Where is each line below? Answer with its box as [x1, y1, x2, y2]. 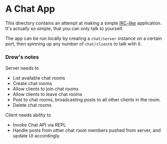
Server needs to [5, 65, 39, 71]
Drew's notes [5, 53, 39, 60]
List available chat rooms [12, 75, 65, 81]
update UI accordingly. [12, 133, 61, 139]
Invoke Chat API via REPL [12, 122, 66, 128]
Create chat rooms [12, 80, 52, 87]
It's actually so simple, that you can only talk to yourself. [5, 25, 124, 31]
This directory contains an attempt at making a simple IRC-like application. [5, 20, 162, 26]
